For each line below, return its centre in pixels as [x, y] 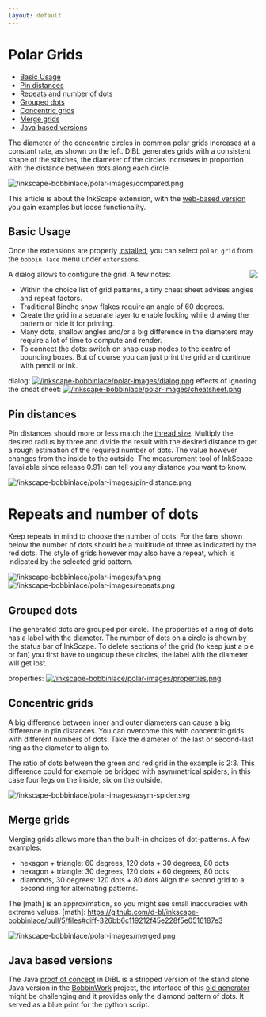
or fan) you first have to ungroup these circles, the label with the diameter [128, 654]
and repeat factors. [51, 299]
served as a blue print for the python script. [79, 1005]
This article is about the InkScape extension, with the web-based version [127, 198]
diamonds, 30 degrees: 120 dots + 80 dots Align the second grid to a [132, 879]
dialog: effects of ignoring [132, 381]
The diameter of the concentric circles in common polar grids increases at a [132, 143]
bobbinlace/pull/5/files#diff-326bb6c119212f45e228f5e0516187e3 [116, 920]
